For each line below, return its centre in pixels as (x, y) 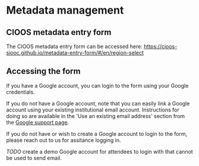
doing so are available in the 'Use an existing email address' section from (96, 116)
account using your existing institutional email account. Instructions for (93, 110)
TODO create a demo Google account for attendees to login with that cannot (99, 151)
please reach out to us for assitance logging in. (64, 140)
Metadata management (65, 10)
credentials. (20, 92)
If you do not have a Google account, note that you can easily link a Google (98, 103)
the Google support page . (38, 122)
